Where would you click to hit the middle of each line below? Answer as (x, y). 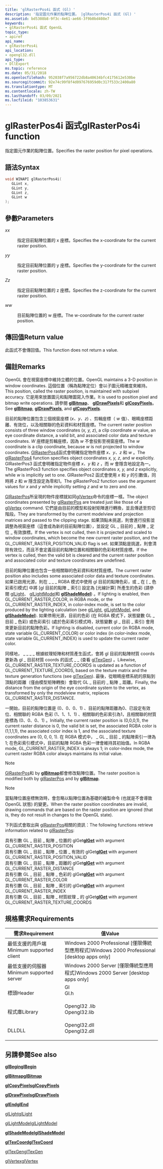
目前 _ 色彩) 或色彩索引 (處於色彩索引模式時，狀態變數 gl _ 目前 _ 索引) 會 (78, 621)
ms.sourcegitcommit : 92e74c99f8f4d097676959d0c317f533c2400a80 (70, 82)
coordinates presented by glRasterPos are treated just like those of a (73, 502)
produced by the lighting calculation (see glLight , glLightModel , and (73, 610)
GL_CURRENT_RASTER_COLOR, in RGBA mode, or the (59, 599)
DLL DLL (16, 1030)
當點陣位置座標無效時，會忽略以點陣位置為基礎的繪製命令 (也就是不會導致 (79, 798)
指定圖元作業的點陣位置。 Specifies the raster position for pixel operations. (79, 151)
